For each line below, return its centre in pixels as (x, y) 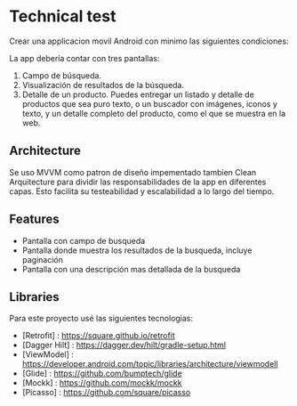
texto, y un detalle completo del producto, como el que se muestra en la (154, 113)
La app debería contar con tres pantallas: (84, 58)
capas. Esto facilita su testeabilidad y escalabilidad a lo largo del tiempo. (142, 191)
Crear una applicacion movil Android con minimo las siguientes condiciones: (149, 41)
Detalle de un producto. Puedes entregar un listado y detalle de (138, 94)
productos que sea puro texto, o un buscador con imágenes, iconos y (150, 103)
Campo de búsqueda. (62, 75)
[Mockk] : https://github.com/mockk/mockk (102, 383)
